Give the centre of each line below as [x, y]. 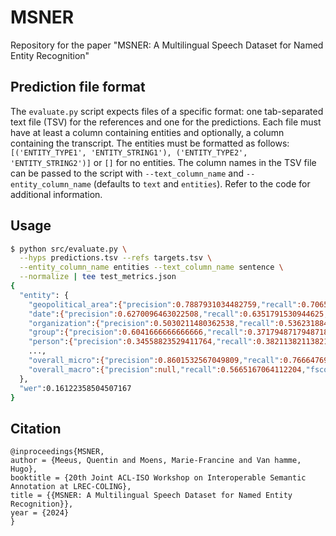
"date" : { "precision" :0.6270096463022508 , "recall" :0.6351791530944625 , [178, 314]
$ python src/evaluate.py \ [69, 249]
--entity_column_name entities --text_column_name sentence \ [151, 267]
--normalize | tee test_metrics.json [98, 277]
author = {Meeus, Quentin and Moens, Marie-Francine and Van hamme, [156, 461]
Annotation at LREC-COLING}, [71, 487]
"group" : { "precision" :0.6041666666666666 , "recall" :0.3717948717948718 [178, 332]
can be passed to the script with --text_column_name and [127, 173]
